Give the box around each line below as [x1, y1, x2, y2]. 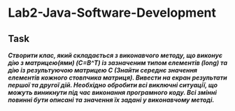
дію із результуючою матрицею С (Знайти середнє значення [8, 66, 198, 74]
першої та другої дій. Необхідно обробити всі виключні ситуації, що [8, 81, 218, 89]
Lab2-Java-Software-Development [8, 5, 216, 21]
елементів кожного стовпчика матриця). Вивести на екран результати [8, 73, 227, 82]
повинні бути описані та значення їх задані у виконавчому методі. [8, 96, 215, 104]
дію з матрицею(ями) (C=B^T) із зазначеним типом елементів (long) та [8, 59, 228, 67]
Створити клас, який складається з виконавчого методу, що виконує [8, 51, 223, 59]
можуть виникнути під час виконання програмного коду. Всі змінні [8, 89, 218, 96]
